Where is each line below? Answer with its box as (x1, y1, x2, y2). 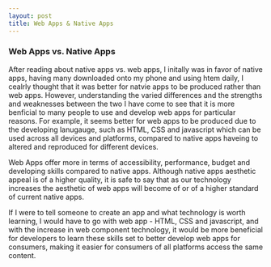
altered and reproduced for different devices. (8, 142, 159, 151)
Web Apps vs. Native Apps (8, 46, 116, 57)
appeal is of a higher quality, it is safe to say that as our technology (8, 175, 232, 184)
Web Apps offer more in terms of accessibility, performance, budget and (8, 157, 251, 167)
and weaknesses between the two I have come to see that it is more (8, 99, 235, 108)
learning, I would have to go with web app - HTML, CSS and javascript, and (8, 216, 259, 226)
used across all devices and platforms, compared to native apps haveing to (8, 133, 259, 142)
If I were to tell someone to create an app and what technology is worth (8, 207, 246, 217)
